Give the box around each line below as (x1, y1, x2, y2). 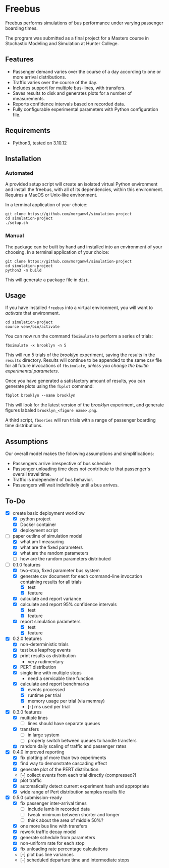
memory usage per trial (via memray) (27, 698, 105, 704)
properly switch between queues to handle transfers (27, 738, 137, 744)
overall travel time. (12, 471, 51, 477)
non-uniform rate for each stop (20, 840, 85, 846)
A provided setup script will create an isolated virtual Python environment (5, 181, 158, 187)
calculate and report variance (20, 595, 82, 601)
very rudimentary (27, 658, 64, 664)
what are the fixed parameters (20, 544, 83, 550)
